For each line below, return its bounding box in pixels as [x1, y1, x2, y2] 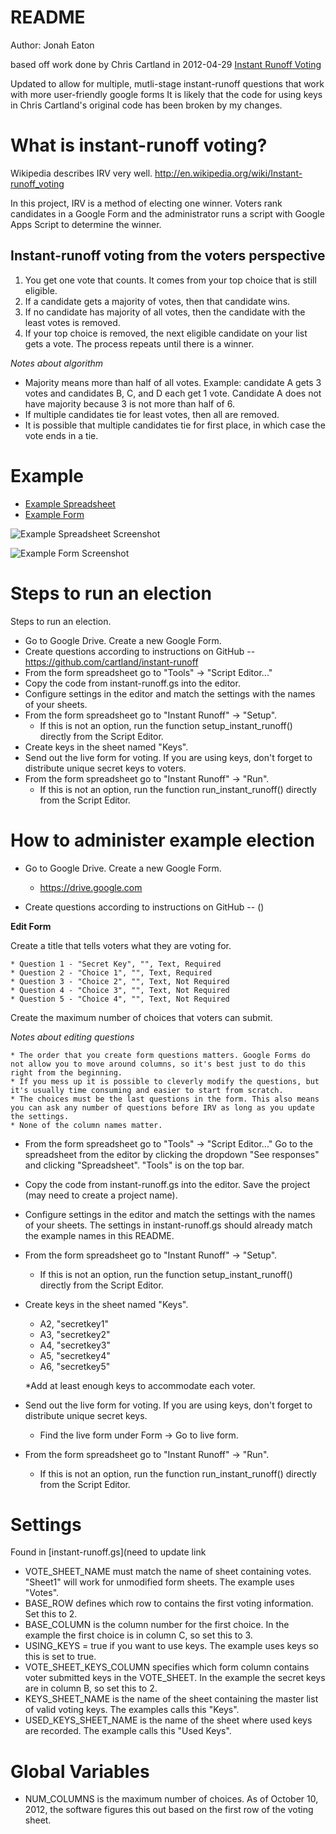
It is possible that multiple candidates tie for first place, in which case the [24, 419, 326, 431]
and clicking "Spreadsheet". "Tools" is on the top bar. [24, 1159, 245, 1171]
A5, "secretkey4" [39, 1349, 111, 1361]
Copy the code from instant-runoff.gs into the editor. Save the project [24, 1178, 311, 1190]
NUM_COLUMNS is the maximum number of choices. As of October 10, [24, 1793, 319, 1805]
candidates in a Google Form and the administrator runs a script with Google [10, 207, 325, 220]
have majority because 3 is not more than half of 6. [24, 397, 235, 410]
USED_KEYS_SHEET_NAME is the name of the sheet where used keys [24, 1714, 313, 1726]
